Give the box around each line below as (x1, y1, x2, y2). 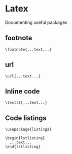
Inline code (5, 87, 40, 95)
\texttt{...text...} (5, 100, 48, 105)
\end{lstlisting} (5, 145, 41, 150)
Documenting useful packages (5, 19, 68, 25)
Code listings (5, 114, 47, 122)
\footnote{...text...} (5, 47, 52, 52)
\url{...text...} (5, 74, 41, 78)
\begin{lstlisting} (5, 136, 45, 141)
